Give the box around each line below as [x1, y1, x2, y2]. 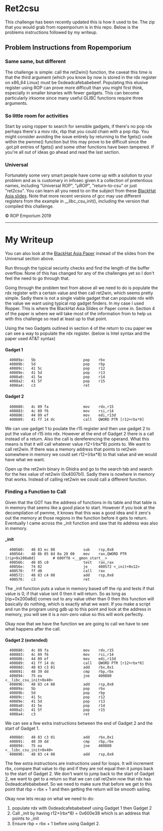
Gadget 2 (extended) [5, 637, 48, 643]
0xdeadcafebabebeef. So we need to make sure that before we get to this [5, 781, 153, 787]
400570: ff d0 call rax [9, 569, 105, 574]
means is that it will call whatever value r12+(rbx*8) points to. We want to [5, 441, 151, 447]
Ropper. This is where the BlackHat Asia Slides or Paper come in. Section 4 [5, 306, 155, 311]
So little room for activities [5, 112, 69, 119]
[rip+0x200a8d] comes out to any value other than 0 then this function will [5, 596, 154, 602]
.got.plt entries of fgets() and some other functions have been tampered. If [5, 144, 154, 150]
